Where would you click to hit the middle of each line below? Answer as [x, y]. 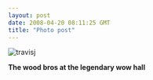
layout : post [29, 15]
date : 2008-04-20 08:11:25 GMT [59, 23]
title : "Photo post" [42, 30]
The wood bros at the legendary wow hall [77, 67]
